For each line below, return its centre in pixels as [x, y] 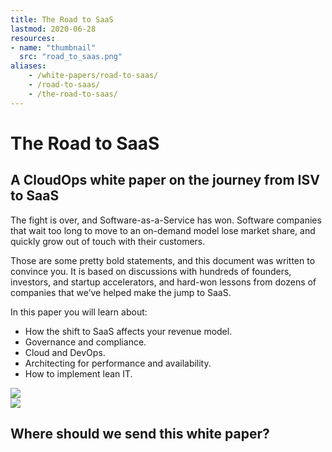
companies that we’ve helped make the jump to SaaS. [121, 292]
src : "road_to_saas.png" [71, 57]
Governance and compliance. [85, 342]
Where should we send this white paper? [140, 434]
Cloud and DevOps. [65, 352]
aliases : [28, 66]
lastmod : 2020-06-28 [53, 29]
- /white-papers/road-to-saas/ [93, 76]
